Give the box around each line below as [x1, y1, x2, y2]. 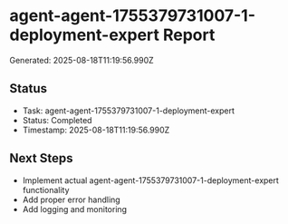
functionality [22, 184, 70, 195]
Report [162, 24, 216, 45]
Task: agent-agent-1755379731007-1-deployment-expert [22, 105, 235, 116]
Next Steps [9, 151, 73, 166]
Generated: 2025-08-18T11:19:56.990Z [9, 54, 154, 65]
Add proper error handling [22, 194, 120, 205]
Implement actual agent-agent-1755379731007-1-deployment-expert [22, 174, 279, 186]
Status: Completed [22, 114, 92, 125]
